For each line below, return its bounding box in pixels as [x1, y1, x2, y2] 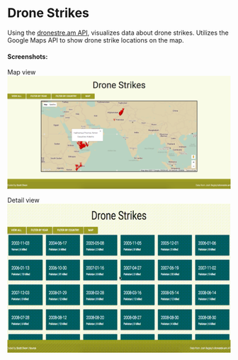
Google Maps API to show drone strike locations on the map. [7, 35, 184, 44]
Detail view [7, 196, 40, 205]
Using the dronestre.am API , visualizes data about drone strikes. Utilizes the [7, 28, 229, 37]
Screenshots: [7, 52, 48, 61]
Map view [7, 68, 36, 77]
